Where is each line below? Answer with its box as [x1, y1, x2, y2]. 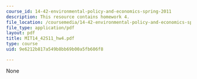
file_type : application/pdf [6, 24, 75, 31]
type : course [6, 41, 38, 47]
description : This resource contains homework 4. [6, 14, 130, 20]
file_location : [6, 19, 43, 25]
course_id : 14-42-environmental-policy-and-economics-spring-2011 [6, 8, 172, 15]
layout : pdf [6, 30, 35, 36]
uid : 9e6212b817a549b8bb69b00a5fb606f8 [6, 46, 104, 52]
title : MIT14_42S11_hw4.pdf [6, 35, 75, 41]
